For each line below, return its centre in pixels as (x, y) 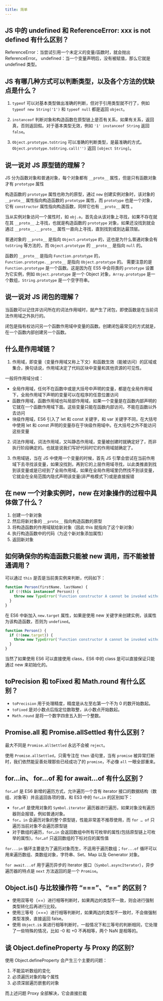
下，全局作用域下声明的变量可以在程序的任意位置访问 (65, 394)
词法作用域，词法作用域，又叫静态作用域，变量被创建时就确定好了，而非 (84, 441)
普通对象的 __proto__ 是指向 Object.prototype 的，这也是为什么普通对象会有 (81, 239)
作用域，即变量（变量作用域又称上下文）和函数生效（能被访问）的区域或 (84, 362)
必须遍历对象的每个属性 (35, 977)
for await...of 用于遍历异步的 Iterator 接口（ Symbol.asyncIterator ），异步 (80, 865)
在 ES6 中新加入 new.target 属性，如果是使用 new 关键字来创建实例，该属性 (81, 615)
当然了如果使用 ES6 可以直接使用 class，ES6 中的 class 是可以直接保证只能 (80, 659)
